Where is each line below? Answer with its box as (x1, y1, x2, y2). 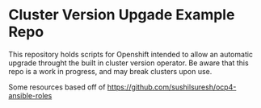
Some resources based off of (8, 82, 106, 92)
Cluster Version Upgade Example (8, 6, 235, 24)
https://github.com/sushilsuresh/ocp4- (107, 82, 237, 92)
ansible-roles (8, 90, 53, 100)
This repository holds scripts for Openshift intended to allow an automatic (8, 49, 253, 59)
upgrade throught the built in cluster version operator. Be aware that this (8, 58, 249, 68)
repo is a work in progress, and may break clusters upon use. (8, 66, 213, 76)
